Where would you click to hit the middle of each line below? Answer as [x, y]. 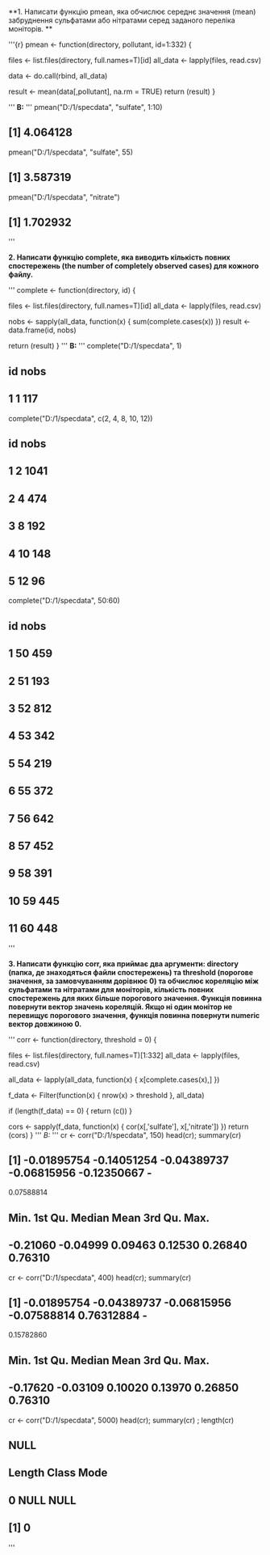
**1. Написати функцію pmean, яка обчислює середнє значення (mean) [132, 12]
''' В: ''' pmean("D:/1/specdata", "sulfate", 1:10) [85, 107]
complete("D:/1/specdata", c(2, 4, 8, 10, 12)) [81, 418]
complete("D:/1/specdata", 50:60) [64, 601]
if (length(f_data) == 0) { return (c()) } [71, 1110]
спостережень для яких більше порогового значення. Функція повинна [135, 998]
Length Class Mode [58, 1473]
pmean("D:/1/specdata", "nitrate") [64, 196]
